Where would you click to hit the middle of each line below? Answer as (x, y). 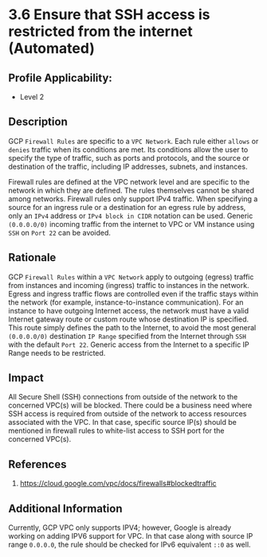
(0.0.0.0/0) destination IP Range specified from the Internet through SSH (128, 336)
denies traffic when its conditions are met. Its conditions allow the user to (128, 150)
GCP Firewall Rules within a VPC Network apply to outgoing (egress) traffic (131, 277)
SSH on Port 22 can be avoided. (60, 232)
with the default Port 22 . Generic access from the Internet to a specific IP (129, 345)
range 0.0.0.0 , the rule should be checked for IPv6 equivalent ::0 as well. (130, 545)
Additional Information (65, 508)
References (37, 464)
